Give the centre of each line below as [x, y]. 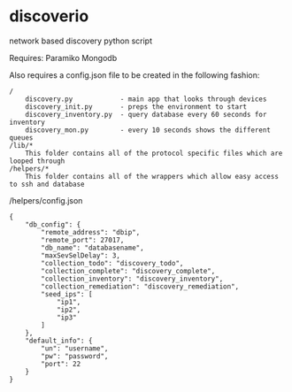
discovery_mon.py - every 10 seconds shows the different [148, 130]
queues [21, 138]
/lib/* [21, 145]
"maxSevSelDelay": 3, [81, 255]
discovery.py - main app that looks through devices [146, 99]
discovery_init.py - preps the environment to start [136, 107]
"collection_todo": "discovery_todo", [112, 263]
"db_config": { [53, 224]
